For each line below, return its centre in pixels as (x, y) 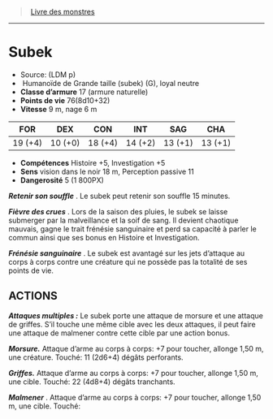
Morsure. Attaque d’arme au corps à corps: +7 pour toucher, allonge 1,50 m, (136, 348)
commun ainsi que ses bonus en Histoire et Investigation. (104, 237)
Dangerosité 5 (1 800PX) (62, 180)
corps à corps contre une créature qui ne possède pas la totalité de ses (128, 261)
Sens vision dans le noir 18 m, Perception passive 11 (107, 171)
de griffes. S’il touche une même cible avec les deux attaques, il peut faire (132, 324)
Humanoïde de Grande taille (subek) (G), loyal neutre (111, 83)
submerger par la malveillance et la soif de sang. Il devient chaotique (123, 220)
